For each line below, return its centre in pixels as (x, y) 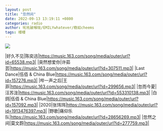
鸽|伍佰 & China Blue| (26, 99)
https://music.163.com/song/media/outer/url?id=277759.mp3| (87, 123)
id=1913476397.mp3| (26, 111)
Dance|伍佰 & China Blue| (31, 74)
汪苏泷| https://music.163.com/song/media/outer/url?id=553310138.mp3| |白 (81, 93)
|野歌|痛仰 (58, 111)
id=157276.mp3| (21, 80)
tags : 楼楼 (15, 32)
